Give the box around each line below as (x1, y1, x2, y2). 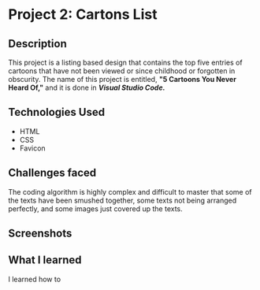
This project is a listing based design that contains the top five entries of (8, 58, 243, 67)
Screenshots (8, 227, 72, 240)
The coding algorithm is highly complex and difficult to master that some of (8, 187, 252, 196)
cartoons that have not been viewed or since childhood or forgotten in (8, 66, 236, 76)
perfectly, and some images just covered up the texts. (8, 203, 183, 214)
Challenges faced (8, 166, 97, 180)
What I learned (8, 254, 82, 267)
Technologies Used (8, 106, 105, 119)
